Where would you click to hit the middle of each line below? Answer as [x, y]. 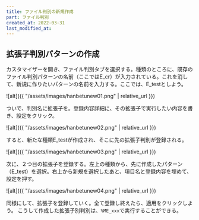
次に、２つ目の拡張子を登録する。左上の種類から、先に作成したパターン [94, 164]
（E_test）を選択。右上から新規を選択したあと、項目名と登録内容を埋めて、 [99, 172]
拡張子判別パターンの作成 [53, 54]
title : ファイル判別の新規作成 [40, 12]
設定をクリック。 [37, 116]
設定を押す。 [22, 179]
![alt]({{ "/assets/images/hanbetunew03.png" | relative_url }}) [81, 152]
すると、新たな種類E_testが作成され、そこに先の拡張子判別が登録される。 [97, 140]
